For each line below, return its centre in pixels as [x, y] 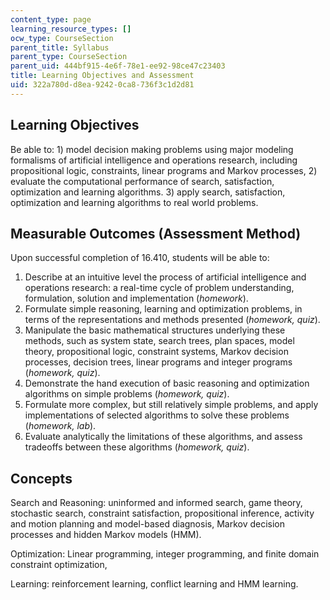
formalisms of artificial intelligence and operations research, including [154, 160]
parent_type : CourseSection [69, 57]
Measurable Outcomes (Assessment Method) [156, 233]
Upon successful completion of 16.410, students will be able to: [140, 258]
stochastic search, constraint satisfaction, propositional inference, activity [162, 513]
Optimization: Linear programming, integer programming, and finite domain [165, 554]
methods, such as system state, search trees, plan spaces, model [159, 341]
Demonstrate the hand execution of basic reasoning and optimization [167, 383]
